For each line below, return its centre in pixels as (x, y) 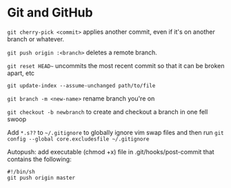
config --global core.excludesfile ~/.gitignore (78, 139)
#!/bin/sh (21, 171)
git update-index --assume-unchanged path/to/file (81, 85)
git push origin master (41, 178)
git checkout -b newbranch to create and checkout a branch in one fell (108, 112)
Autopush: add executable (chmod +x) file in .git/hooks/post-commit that (111, 152)
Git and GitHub (50, 13)
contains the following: (39, 159)
